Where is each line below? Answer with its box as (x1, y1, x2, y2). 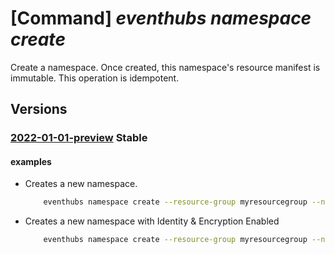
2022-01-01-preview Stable (10, 131, 148, 145)
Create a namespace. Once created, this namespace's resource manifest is (10, 61, 321, 73)
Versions (10, 101, 68, 118)
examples (10, 155, 52, 167)
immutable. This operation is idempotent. (10, 72, 180, 84)
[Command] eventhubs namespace (10, 7, 312, 30)
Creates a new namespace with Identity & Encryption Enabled (24, 215, 280, 227)
